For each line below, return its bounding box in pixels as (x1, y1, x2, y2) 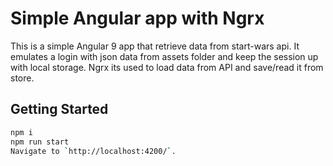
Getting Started (10, 101, 109, 118)
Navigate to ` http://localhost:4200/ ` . (10, 146, 177, 156)
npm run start (10, 137, 70, 147)
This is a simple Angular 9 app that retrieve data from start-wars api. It (10, 40, 300, 52)
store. (10, 72, 35, 84)
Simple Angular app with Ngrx (10, 7, 265, 30)
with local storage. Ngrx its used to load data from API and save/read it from (10, 61, 324, 73)
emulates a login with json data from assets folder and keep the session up (10, 50, 319, 62)
